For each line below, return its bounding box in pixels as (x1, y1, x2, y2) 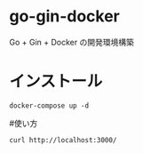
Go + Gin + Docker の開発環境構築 (9, 36, 135, 47)
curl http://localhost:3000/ (9, 135, 117, 144)
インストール (9, 71, 103, 92)
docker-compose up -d (9, 101, 90, 110)
